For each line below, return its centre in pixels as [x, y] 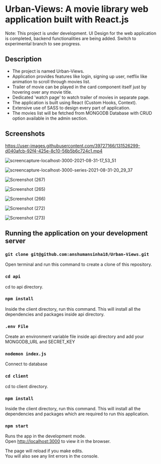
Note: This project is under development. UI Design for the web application [81, 33]
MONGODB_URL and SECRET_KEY [40, 342]
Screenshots [25, 134]
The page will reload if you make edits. [44, 451]
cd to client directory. [27, 386]
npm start [17, 426]
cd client [17, 376]
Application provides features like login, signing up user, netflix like [80, 76]
